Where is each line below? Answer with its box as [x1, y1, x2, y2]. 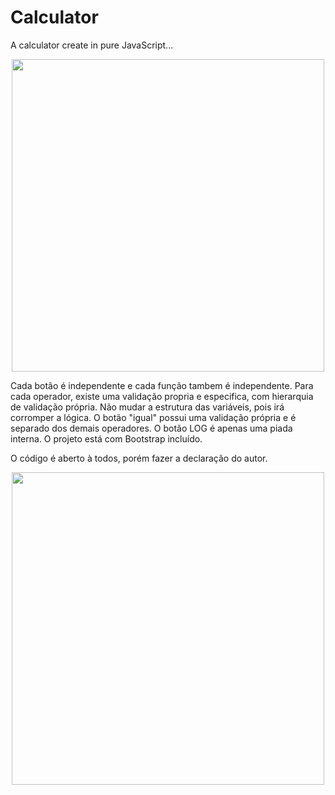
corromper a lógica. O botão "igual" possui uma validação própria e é [10, 411, 297, 423]
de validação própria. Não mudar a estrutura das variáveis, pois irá [10, 401, 285, 413]
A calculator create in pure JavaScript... [10, 39, 174, 51]
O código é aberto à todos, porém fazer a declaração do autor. [10, 452, 268, 464]
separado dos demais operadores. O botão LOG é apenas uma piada [10, 422, 293, 434]
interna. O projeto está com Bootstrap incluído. [10, 432, 203, 445]
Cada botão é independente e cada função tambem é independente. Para [10, 379, 314, 391]
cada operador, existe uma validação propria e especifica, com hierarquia [10, 390, 314, 402]
